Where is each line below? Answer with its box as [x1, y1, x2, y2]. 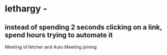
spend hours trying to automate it [5, 30, 113, 39]
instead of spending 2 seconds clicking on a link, [5, 23, 162, 31]
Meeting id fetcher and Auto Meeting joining [5, 44, 97, 50]
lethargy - [5, 3, 48, 14]
